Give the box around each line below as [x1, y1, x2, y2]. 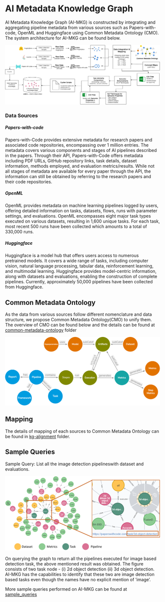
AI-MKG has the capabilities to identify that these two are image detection [5, 571, 155, 577]
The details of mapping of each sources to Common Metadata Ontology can [5, 428, 160, 434]
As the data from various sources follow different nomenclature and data [5, 311, 152, 317]
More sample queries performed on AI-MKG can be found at [5, 586, 127, 592]
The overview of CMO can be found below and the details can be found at [5, 322, 155, 328]
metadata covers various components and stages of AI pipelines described [5, 148, 157, 153]
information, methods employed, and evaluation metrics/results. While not [5, 163, 155, 169]
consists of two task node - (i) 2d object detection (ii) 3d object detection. [5, 566, 155, 572]
